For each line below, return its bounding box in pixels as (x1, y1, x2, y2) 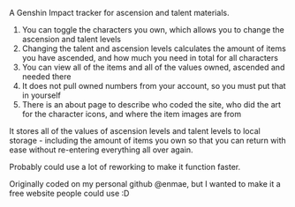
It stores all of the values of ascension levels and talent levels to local (9, 126, 261, 136)
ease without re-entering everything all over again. (9, 144, 193, 155)
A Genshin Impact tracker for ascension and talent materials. (9, 8, 230, 18)
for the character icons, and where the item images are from (21, 109, 241, 119)
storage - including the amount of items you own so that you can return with (9, 136, 286, 145)
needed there (21, 71, 72, 82)
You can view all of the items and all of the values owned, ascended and (21, 62, 285, 72)
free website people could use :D (9, 189, 130, 198)
